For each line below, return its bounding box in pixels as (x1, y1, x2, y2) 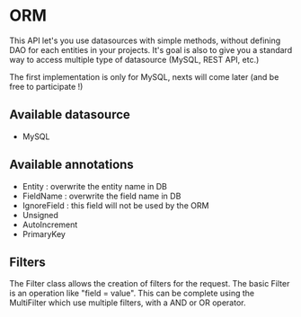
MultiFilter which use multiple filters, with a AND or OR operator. (9, 297, 246, 308)
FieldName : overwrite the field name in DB (22, 190, 181, 201)
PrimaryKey (22, 228, 66, 239)
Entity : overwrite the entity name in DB (22, 181, 168, 191)
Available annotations (9, 157, 135, 172)
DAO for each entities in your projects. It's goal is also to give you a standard (9, 44, 293, 55)
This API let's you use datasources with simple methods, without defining (9, 35, 281, 46)
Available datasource (9, 107, 130, 122)
